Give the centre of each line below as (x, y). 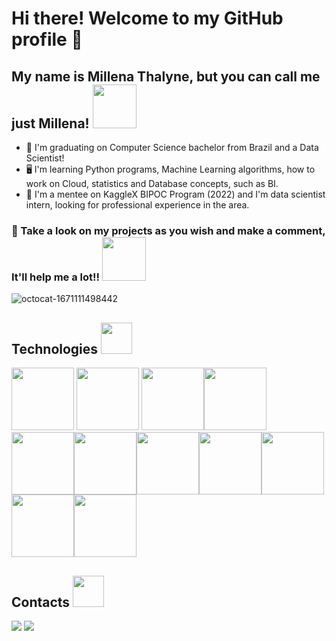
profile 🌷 (47, 39)
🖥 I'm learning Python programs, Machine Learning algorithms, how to (170, 169)
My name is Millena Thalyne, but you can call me (166, 76)
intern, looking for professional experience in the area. (137, 205)
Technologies (55, 348)
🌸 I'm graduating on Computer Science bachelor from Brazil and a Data (172, 147)
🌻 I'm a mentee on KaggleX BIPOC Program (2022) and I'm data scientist (175, 194)
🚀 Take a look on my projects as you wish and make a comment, (168, 230)
